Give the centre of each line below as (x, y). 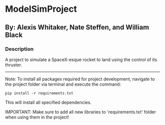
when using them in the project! (37, 117)
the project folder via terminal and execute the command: (63, 84)
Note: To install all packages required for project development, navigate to (80, 79)
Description (19, 49)
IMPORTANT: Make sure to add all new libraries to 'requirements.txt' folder (81, 112)
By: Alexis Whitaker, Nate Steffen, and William (77, 27)
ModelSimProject (41, 9)
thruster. (14, 64)
